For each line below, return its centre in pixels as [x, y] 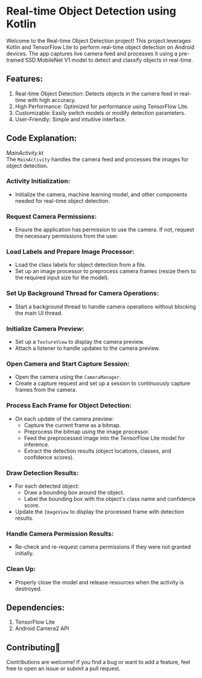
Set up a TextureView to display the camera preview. [80, 342]
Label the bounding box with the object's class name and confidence [110, 499]
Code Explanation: [42, 138]
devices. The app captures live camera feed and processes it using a [92, 53]
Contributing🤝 [33, 647]
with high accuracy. [52, 100]
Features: [25, 79]
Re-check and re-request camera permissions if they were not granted [103, 547]
